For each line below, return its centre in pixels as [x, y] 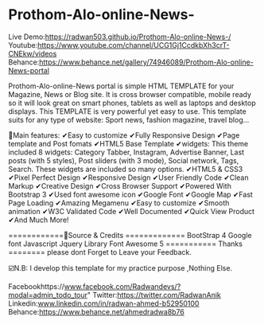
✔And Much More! [39, 220]
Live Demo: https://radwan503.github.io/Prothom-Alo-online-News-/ [120, 37]
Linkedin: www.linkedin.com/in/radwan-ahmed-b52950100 [104, 303]
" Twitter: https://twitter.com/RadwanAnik [154, 295]
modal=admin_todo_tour [48, 295]
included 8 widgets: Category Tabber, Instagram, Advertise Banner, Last [126, 152]
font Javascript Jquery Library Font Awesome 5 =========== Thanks [125, 244]
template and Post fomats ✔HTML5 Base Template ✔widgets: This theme [128, 143]
